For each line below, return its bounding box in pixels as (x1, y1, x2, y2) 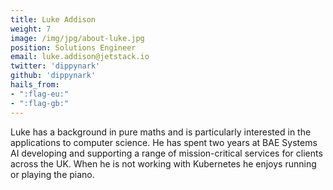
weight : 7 (10, 24, 52, 34)
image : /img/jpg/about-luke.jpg (10, 33, 145, 43)
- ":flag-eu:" (10, 89, 70, 99)
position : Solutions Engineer (10, 42, 137, 53)
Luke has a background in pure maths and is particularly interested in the (10, 126, 312, 138)
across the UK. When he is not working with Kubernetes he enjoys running (10, 157, 317, 170)
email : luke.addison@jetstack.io (10, 52, 150, 62)
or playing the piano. (10, 168, 95, 180)
